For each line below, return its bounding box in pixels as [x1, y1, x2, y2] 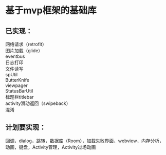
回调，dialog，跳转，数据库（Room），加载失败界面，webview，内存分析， [5, 138, 164, 144]
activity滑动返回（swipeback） [5, 100, 71, 106]
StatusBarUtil [5, 88, 33, 94]
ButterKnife [5, 77, 30, 83]
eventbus [5, 53, 25, 59]
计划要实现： [5, 123, 46, 132]
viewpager [5, 82, 28, 88]
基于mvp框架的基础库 [5, 5, 97, 16]
